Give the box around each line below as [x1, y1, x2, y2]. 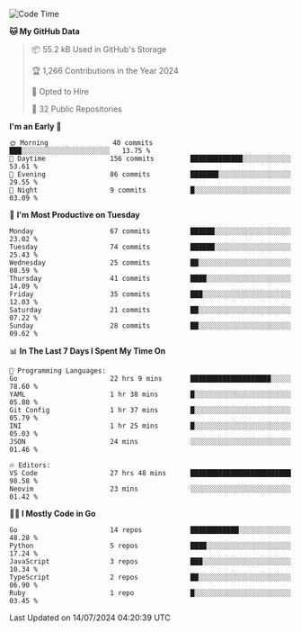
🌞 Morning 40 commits [9, 139, 154, 148]
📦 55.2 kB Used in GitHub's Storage [31, 44, 167, 54]
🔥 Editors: [9, 461, 51, 470]
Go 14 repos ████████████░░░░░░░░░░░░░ [9, 526, 292, 535]
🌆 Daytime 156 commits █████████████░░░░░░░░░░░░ [9, 154, 292, 163]
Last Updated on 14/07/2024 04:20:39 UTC [9, 612, 171, 623]
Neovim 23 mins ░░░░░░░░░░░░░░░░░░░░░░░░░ [9, 484, 292, 493]
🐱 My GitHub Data [9, 26, 81, 36]
